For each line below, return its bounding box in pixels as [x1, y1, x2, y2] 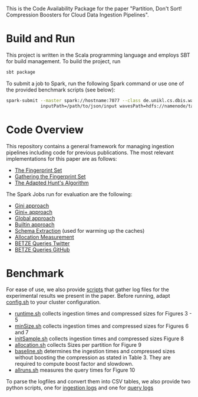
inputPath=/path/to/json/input [40, 103, 117, 109]
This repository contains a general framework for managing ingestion [6, 142, 174, 149]
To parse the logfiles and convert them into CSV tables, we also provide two [6, 378, 191, 385]
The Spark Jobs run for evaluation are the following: [6, 190, 133, 197]
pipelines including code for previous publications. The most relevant [6, 149, 174, 156]
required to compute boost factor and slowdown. [14, 360, 134, 367]
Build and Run [6, 32, 75, 45]
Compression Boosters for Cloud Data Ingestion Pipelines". [6, 11, 149, 18]
